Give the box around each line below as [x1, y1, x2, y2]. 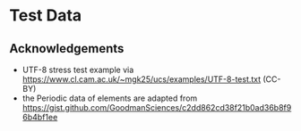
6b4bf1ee [21, 112, 58, 122]
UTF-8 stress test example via [21, 64, 134, 75]
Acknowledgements [9, 41, 125, 56]
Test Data [9, 5, 82, 26]
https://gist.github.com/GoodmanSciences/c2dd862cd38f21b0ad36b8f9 [21, 102, 292, 112]
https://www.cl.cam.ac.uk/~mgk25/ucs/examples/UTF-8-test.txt [21, 74, 262, 85]
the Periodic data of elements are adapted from [21, 93, 198, 103]
